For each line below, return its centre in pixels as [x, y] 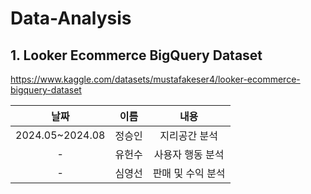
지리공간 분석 [188, 135]
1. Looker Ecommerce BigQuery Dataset [136, 55]
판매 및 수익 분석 [189, 173]
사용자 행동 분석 [189, 154]
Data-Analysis [71, 18]
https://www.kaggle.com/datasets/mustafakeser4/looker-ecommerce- [155, 79]
